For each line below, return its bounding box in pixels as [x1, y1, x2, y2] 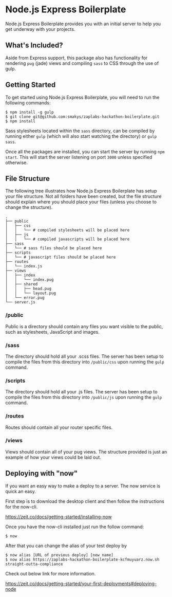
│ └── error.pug [5, 295, 45, 300]
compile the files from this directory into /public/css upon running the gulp [5, 358, 164, 365]
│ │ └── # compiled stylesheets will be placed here [5, 228, 130, 233]
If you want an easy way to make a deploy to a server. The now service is [5, 482, 161, 489]
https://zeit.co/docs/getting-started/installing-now [5, 513, 112, 520]
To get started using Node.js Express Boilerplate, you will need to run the [5, 94, 160, 100]
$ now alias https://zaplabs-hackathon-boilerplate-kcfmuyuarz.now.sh [5, 557, 160, 562]
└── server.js [5, 300, 36, 305]
